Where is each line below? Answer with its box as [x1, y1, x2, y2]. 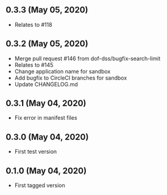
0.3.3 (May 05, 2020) [5, 5, 88, 15]
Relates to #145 [14, 61, 54, 69]
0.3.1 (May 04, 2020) [5, 98, 87, 109]
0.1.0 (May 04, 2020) [5, 165, 87, 176]
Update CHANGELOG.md [14, 80, 79, 87]
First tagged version [14, 182, 65, 189]
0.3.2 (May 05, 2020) [5, 39, 89, 49]
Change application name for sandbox [14, 67, 111, 75]
